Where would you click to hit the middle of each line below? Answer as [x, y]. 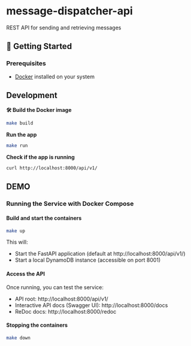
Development [32, 95]
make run [17, 146]
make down [19, 338]
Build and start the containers [44, 218]
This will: [17, 242]
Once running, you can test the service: [55, 287]
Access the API [25, 274]
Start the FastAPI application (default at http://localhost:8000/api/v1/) [100, 254]
